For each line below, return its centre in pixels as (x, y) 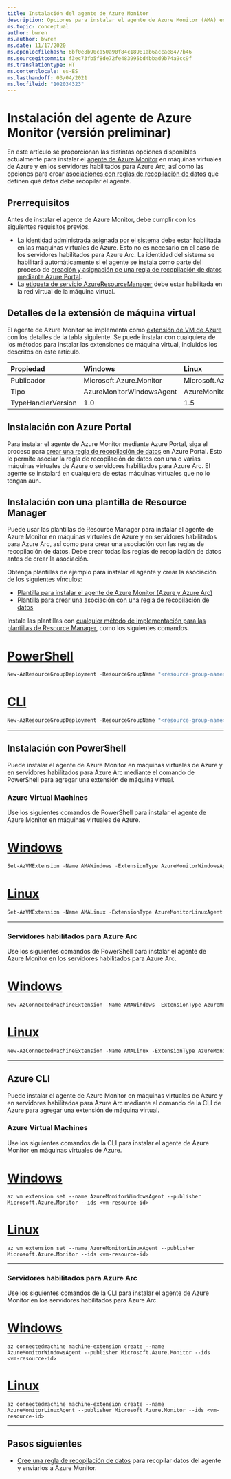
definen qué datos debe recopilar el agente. (69, 181)
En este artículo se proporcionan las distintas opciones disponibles (102, 152)
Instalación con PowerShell (67, 748)
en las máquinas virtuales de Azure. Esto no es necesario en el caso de (118, 248)
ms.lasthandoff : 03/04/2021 (47, 78)
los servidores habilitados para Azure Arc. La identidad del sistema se (116, 255)
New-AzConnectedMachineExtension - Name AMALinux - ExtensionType (101, 1051)
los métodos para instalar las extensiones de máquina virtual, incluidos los (112, 344)
